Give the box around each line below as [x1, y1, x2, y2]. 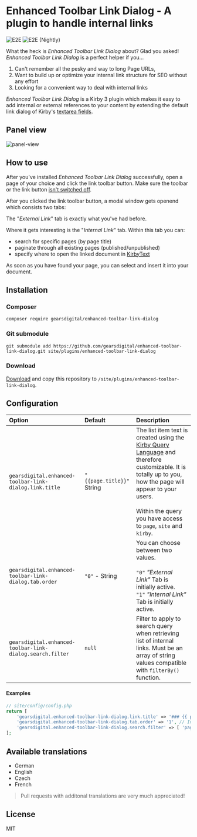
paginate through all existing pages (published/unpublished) [14, 244, 160, 251]
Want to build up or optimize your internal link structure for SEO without [14, 71, 188, 78]
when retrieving [135, 629, 179, 637]
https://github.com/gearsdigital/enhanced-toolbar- [53, 343, 182, 349]
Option [9, 416, 29, 424]
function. [135, 673, 161, 681]
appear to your [135, 485, 177, 493]
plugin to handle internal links [6, 16, 154, 30]
